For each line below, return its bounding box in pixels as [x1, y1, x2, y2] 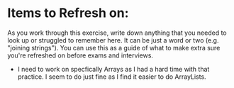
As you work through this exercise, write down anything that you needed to [7, 28, 227, 37]
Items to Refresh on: [7, 5, 129, 21]
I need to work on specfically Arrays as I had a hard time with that [17, 65, 210, 73]
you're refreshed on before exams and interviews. [7, 51, 154, 60]
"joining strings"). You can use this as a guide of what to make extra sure [7, 43, 221, 52]
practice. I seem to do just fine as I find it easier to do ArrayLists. [17, 72, 207, 81]
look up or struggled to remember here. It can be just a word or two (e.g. [7, 35, 219, 44]
